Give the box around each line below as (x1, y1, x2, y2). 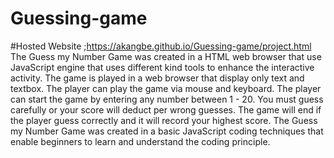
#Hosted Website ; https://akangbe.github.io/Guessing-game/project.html (10, 40, 312, 52)
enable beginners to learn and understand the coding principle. (10, 135, 271, 147)
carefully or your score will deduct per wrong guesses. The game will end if (10, 103, 322, 116)
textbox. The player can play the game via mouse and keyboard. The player (10, 82, 322, 94)
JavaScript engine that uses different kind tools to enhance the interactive (10, 61, 315, 73)
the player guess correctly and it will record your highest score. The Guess (10, 114, 318, 126)
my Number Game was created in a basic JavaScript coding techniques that (10, 125, 324, 137)
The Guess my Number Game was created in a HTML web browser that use (10, 50, 322, 62)
